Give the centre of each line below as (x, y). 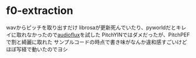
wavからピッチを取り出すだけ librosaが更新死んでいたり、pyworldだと (91, 27)
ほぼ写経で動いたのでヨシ (37, 49)
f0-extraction (40, 11)
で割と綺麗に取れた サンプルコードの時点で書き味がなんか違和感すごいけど (97, 42)
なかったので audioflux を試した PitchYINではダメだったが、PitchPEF (108, 35)
